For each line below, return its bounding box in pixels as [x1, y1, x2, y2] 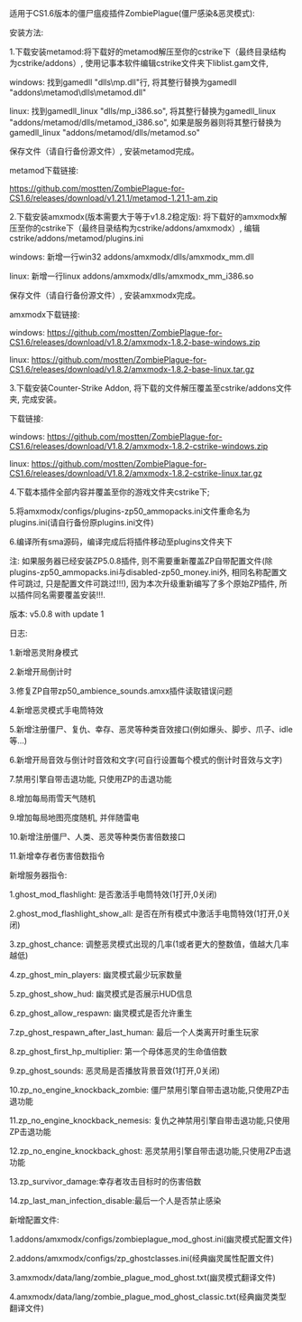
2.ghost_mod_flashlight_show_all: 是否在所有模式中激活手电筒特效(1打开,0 [9, 908, 283, 919]
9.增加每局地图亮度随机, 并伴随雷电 [9, 812, 140, 823]
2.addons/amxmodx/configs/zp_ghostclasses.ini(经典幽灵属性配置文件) [9, 1253, 275, 1263]
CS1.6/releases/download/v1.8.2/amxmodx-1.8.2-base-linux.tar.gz [9, 364, 255, 374]
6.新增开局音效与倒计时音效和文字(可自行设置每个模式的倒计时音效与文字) [9, 754, 283, 765]
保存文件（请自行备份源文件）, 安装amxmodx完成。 [9, 290, 201, 300]
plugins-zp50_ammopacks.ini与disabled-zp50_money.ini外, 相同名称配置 [9, 567, 279, 577]
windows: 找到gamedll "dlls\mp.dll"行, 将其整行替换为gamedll [9, 77, 237, 88]
